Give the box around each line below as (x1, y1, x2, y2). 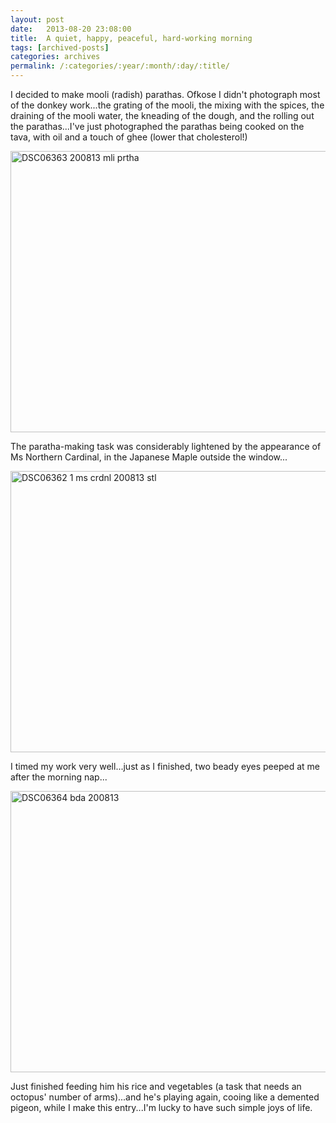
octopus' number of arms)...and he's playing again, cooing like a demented (10, 1091, 320, 1103)
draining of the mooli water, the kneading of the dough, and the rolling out (10, 110, 315, 121)
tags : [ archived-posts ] (10, 42, 110, 53)
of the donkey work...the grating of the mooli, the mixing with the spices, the (10, 99, 325, 111)
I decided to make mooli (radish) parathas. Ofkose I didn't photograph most (10, 89, 321, 100)
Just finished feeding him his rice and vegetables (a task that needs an (10, 1081, 302, 1092)
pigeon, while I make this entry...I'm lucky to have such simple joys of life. (10, 1102, 313, 1113)
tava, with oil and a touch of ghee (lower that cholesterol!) (10, 131, 248, 143)
